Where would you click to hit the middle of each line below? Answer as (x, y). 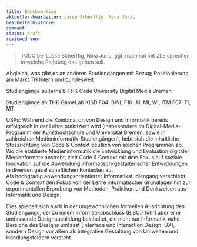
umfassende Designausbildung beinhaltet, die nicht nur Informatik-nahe (93, 219)
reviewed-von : (24, 39)
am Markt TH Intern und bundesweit (50, 79)
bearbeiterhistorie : (31, 22)
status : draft (24, 34)
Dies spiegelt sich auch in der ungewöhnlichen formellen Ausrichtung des (96, 206)
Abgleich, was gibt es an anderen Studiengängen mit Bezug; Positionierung (98, 73)
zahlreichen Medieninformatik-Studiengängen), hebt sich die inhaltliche (93, 138)
